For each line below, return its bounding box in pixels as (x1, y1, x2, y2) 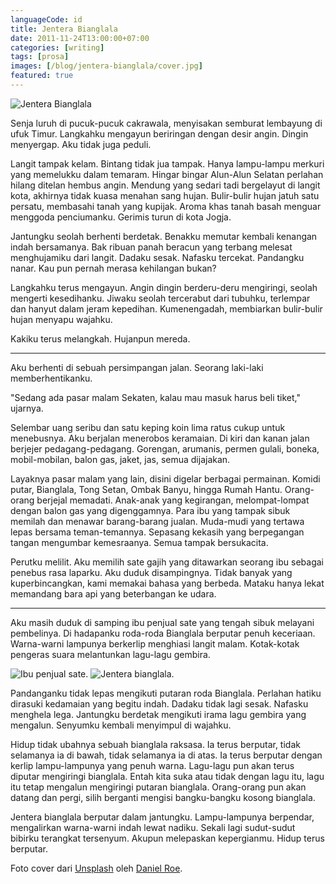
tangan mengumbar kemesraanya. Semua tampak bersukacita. (10, 536, 269, 548)
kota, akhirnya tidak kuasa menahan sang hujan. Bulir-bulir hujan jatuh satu (10, 189, 320, 201)
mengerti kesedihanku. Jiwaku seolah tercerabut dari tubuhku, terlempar (10, 292, 311, 304)
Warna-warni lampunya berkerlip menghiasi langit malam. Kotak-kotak (10, 637, 300, 650)
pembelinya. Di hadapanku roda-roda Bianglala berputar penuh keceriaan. (10, 627, 316, 639)
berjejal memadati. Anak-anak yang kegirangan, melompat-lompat (36, 494, 310, 506)
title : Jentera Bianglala (10, 24, 118, 34)
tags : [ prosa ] (10, 52, 70, 62)
